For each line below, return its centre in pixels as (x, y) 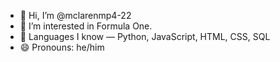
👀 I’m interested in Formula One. (86, 26)
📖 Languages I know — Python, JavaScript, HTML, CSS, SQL (145, 36)
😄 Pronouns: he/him (62, 47)
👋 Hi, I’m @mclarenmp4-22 (75, 15)
